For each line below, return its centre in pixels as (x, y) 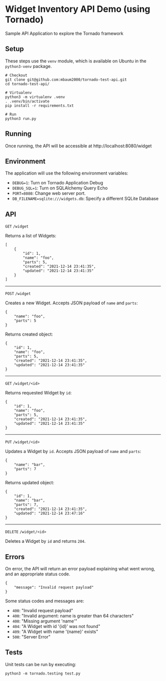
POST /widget (18, 294)
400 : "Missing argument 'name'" (45, 621)
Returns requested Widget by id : (39, 393)
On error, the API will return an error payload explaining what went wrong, (80, 569)
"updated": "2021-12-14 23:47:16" (49, 513)
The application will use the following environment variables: (67, 173)
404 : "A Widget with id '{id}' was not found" (56, 626)
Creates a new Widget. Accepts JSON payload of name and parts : (72, 303)
